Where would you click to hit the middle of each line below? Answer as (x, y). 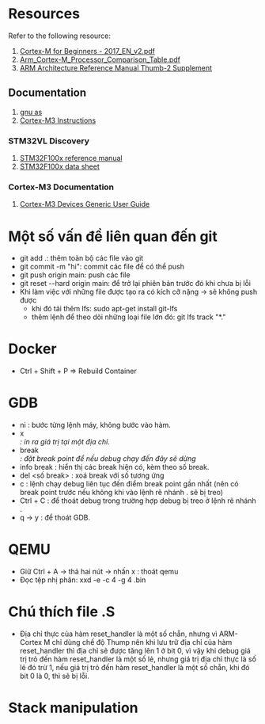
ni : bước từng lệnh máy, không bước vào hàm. (95, 425)
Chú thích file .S (62, 612)
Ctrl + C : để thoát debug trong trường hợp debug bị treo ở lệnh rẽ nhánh (138, 501)
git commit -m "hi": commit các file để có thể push (102, 267)
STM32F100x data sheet (60, 166)
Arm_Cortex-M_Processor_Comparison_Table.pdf (100, 59)
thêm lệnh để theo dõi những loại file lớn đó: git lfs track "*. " (129, 317)
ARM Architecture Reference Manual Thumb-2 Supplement (115, 67)
